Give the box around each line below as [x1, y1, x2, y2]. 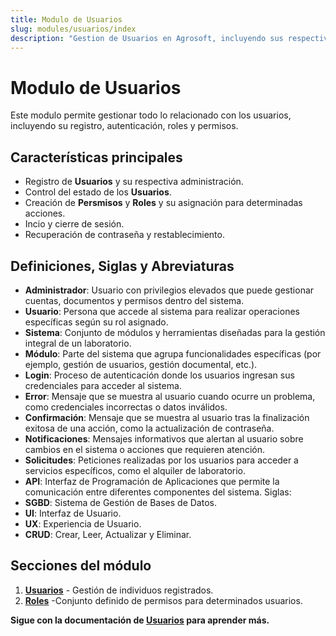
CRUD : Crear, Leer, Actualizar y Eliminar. [24, 528, 192, 540]
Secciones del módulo [10, 557, 152, 575]
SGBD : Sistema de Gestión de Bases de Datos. [24, 496, 217, 508]
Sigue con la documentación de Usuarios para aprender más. [10, 614, 270, 626]
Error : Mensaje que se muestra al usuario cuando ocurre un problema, [24, 390, 316, 402]
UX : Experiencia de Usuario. [24, 517, 142, 530]
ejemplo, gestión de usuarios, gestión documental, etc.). [24, 358, 258, 370]
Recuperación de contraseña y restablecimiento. [24, 229, 225, 241]
